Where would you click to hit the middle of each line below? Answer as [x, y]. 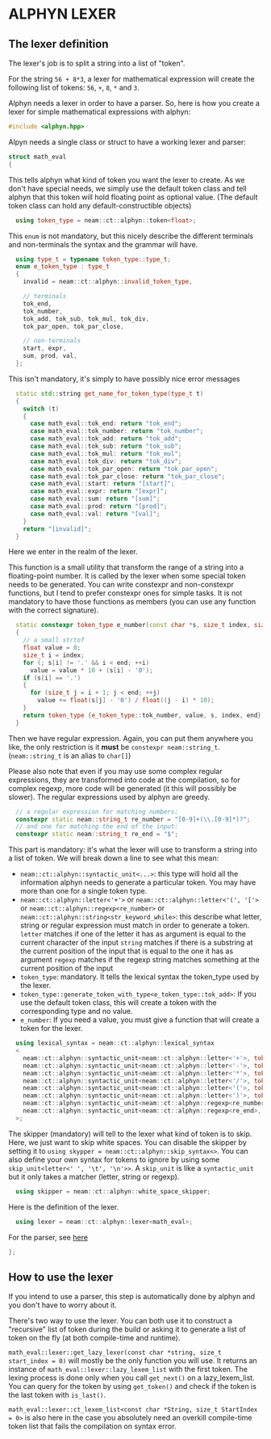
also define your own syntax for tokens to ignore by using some [114, 1159]
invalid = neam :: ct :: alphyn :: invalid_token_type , [108, 282]
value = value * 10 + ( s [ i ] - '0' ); [91, 670]
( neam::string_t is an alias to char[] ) [70, 755]
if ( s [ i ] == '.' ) [52, 678]
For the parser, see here [48, 1237]
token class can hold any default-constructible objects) [100, 205]
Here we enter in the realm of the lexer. [73, 552]
